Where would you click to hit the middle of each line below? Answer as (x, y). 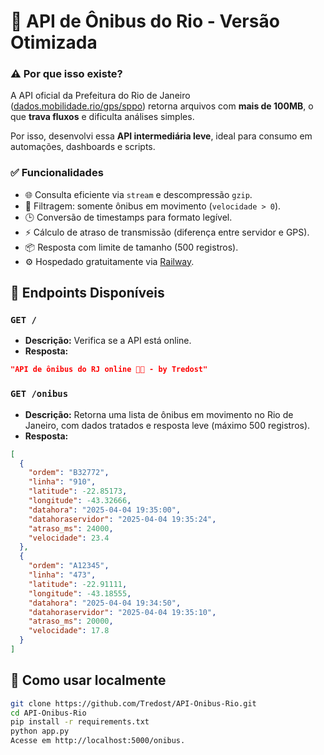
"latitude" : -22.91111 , (78, 584)
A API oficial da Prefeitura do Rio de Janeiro (100, 96)
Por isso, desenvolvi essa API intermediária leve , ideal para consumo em (161, 136)
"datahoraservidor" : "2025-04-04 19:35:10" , (122, 612)
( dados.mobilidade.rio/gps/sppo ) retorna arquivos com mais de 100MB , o (162, 106)
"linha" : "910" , (62, 482)
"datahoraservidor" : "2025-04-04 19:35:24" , (122, 519)
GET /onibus (39, 394)
